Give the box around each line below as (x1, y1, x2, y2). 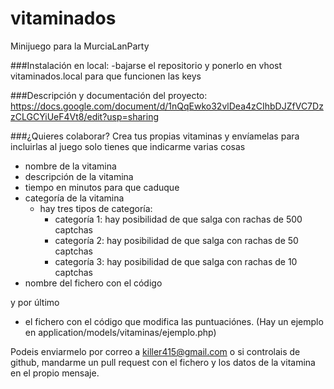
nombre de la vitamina (24, 160, 117, 172)
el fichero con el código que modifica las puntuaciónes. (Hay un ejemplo (24, 315, 324, 327)
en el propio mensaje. (10, 367, 100, 379)
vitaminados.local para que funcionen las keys (10, 70, 202, 82)
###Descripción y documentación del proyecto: (10, 89, 208, 101)
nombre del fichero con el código (24, 277, 163, 289)
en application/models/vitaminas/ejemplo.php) (24, 326, 217, 338)
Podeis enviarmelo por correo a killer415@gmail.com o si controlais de (10, 345, 301, 357)
